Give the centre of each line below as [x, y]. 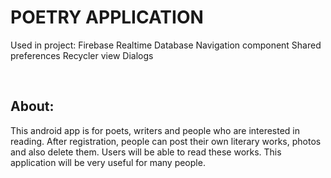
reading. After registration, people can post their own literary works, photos [166, 141]
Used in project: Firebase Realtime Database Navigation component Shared [166, 45]
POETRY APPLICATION [107, 17]
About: [32, 106]
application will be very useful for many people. [108, 162]
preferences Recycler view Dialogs [82, 55]
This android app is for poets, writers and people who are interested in [155, 130]
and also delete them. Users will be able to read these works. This [146, 152]
